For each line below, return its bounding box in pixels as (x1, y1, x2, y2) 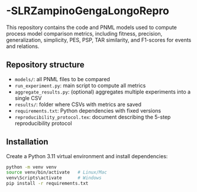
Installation (6, 137, 49, 147)
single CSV (14, 94, 42, 101)
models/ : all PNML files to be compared (14, 75, 111, 82)
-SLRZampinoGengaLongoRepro (6, 4, 170, 18)
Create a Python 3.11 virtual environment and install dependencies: (6, 152, 168, 159)
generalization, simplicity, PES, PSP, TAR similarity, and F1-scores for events (6, 36, 192, 43)
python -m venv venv (6, 164, 57, 170)
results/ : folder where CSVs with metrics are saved (14, 101, 142, 108)
